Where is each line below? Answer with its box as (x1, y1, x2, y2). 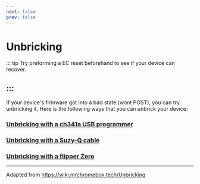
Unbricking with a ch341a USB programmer (6, 120, 134, 129)
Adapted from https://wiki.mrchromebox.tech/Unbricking (6, 171, 146, 179)
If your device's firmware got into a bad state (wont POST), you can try (6, 99, 180, 106)
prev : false (6, 14, 36, 20)
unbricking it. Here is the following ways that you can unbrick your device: (6, 105, 188, 113)
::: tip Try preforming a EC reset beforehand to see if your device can (6, 60, 176, 67)
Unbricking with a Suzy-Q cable (6, 136, 100, 145)
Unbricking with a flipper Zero (6, 152, 95, 161)
